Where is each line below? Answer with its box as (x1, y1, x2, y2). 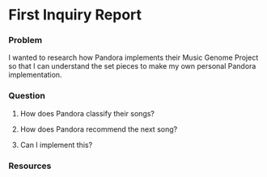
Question (8, 91, 46, 102)
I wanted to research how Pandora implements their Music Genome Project (8, 53, 259, 62)
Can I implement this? (19, 140, 93, 150)
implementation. (8, 70, 62, 80)
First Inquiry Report (8, 6, 142, 24)
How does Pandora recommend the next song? (19, 124, 178, 134)
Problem (8, 35, 43, 46)
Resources (8, 160, 52, 171)
